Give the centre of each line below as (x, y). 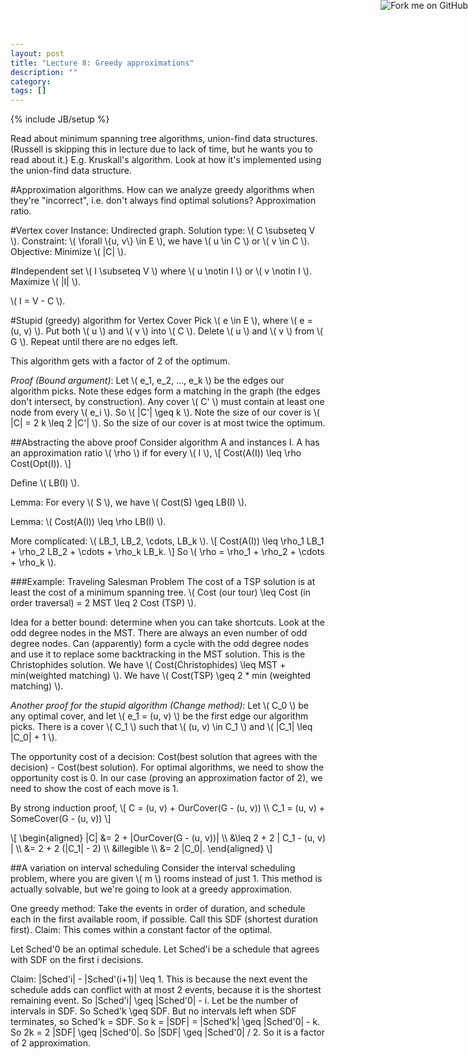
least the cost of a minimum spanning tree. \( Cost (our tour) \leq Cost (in (160, 592)
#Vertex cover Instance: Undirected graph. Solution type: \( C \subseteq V (163, 231)
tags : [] (28, 91)
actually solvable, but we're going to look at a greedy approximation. (151, 889)
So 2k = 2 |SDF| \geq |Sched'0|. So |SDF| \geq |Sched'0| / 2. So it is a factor (168, 1032)
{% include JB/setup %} (60, 119)
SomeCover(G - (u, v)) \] (61, 819)
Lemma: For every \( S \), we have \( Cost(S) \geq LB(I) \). (129, 502)
